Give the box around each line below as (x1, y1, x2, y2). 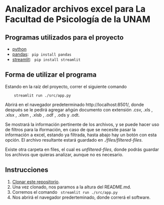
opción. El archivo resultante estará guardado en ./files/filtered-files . (5, 137, 143, 143)
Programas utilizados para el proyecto (5, 33, 124, 41)
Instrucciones (5, 166, 48, 174)
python (12, 46, 27, 52)
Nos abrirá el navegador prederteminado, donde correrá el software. (12, 194, 151, 200)
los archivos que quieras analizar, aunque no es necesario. (5, 151, 124, 157)
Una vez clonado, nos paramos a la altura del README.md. (12, 184, 131, 190)
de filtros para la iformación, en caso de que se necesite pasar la (5, 126, 136, 132)
